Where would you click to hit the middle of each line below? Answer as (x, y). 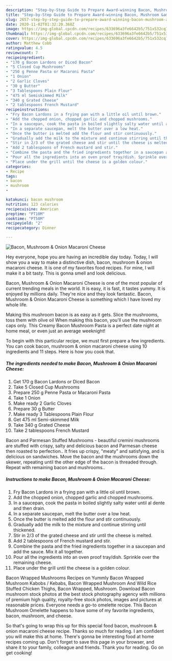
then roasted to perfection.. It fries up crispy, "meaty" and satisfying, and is (85, 451)
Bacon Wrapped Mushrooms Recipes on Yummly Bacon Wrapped (75, 578)
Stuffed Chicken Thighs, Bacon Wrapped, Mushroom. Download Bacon (80, 589)
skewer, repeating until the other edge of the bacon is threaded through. (82, 462)
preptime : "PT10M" (25, 214)
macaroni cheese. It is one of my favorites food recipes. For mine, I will (80, 268)
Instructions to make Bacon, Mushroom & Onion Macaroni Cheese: (78, 479)
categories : (18, 166)
